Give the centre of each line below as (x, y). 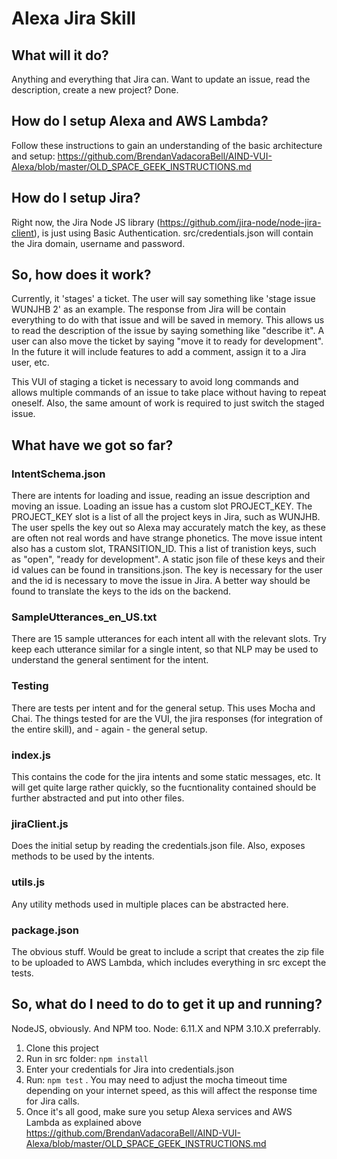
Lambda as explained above (83, 1122)
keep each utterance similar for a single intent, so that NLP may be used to (165, 649)
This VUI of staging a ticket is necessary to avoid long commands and (155, 382)
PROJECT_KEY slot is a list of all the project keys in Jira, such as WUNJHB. (166, 517)
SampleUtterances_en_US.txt (84, 617)
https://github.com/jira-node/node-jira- (240, 222)
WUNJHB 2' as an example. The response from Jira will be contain (148, 309)
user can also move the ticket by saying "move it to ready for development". (167, 341)
